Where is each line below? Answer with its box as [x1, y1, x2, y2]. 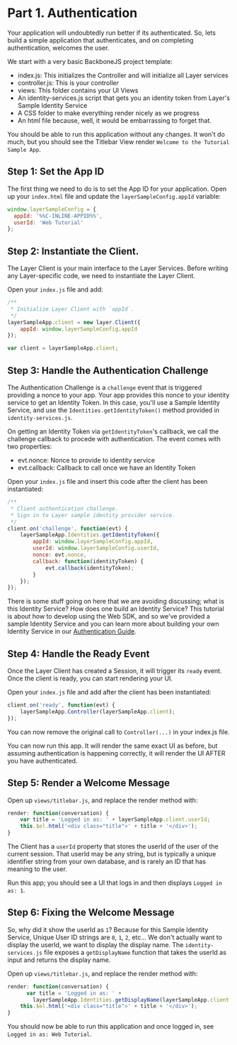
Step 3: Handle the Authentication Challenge [7, 364, 209, 377]
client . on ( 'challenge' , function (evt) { [7, 525, 129, 532]
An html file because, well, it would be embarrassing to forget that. [17, 116, 212, 125]
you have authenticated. [7, 756, 78, 765]
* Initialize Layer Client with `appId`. [10, 305, 134, 313]
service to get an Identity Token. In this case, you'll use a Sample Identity [7, 399, 221, 407]
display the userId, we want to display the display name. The [7, 940, 184, 949]
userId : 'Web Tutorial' [13, 219, 83, 226]
